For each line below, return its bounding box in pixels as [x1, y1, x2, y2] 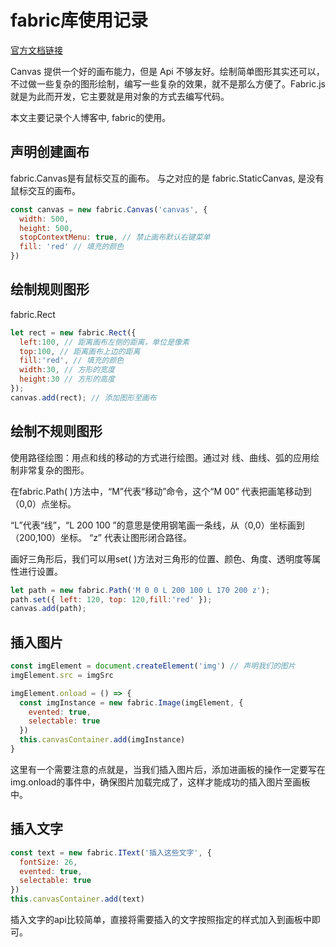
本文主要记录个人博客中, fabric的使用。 [10, 111, 172, 123]
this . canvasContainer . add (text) [10, 894, 145, 905]
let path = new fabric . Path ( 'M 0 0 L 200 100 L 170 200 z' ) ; [10, 585, 271, 595]
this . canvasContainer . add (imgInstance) [19, 735, 186, 745]
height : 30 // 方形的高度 [19, 374, 115, 385]
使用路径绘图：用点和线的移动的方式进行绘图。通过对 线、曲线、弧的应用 [10, 451, 311, 463]
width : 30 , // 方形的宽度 [19, 365, 115, 375]
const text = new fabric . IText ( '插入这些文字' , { [10, 847, 213, 858]
